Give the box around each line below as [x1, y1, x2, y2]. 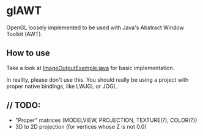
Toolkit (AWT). [6, 30, 43, 37]
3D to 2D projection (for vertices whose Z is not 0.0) [15, 123, 147, 130]
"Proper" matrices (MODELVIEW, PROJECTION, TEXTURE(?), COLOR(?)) [15, 116, 197, 124]
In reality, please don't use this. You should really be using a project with [6, 76, 189, 83]
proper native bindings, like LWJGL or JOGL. [6, 82, 119, 90]
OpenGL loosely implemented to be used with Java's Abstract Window [6, 24, 185, 31]
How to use [6, 48, 50, 59]
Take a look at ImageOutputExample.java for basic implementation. [6, 64, 175, 71]
